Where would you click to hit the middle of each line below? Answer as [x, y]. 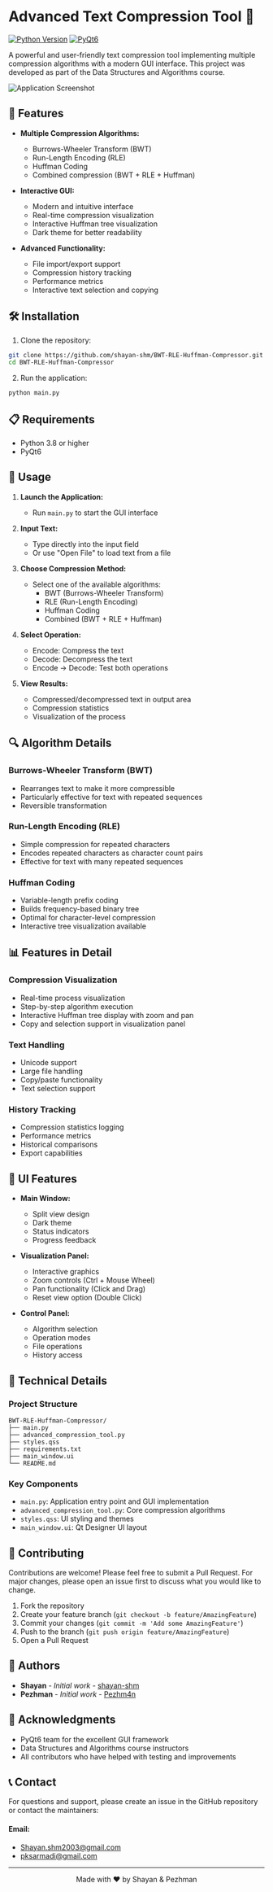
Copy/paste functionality [61, 1080]
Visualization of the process [79, 716]
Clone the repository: [56, 340]
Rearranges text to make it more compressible [97, 788]
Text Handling [37, 1045]
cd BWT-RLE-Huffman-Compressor [61, 363]
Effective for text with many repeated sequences [102, 861]
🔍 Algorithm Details [60, 743]
